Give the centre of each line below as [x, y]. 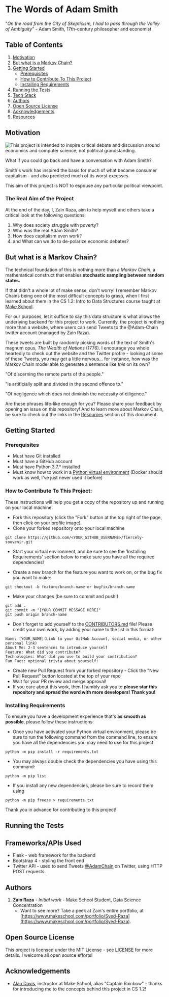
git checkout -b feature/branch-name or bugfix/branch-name [70, 587]
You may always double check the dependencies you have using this [85, 761]
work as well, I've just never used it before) [58, 478]
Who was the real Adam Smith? [45, 230]
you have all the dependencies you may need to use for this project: [83, 742]
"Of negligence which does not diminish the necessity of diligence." [76, 394]
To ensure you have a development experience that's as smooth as [76, 716]
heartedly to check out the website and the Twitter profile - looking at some [84, 353]
